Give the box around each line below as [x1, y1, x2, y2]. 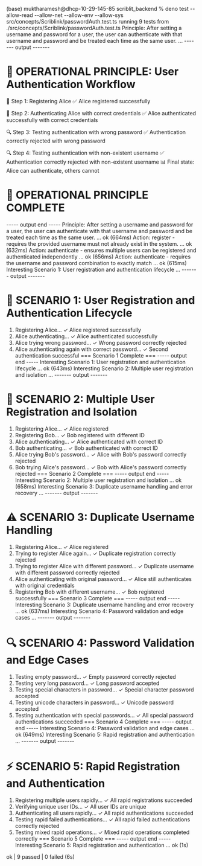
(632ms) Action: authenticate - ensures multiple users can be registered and [6, 246, 197, 254]
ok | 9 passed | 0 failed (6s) [6, 853, 75, 860]
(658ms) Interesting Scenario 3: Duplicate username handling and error [14, 483, 193, 490]
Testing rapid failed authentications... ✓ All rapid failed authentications [14, 815, 191, 823]
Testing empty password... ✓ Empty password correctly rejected [14, 673, 176, 680]
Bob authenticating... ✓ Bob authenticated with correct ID [14, 444, 159, 452]
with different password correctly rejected [14, 569, 120, 576]
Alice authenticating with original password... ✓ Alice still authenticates [14, 575, 192, 582]
